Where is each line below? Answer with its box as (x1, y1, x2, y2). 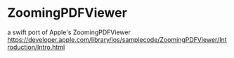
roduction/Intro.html (7, 43, 65, 51)
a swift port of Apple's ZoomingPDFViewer (7, 28, 131, 36)
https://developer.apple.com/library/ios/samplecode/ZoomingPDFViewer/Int (7, 35, 227, 43)
